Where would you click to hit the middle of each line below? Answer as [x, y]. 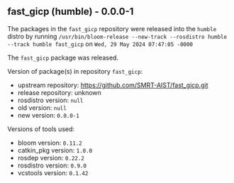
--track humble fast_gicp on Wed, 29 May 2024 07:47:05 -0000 [100, 44]
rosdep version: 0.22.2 [51, 157]
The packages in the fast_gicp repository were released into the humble [112, 28]
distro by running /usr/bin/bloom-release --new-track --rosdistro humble [117, 36]
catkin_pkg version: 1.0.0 [55, 150]
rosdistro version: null [50, 100]
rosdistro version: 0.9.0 [52, 165]
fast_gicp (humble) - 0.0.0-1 [71, 12]
